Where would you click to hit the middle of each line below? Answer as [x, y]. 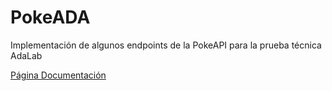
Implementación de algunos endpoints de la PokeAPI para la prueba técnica [166, 45]
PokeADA [50, 17]
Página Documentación [58, 75]
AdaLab [26, 55]
